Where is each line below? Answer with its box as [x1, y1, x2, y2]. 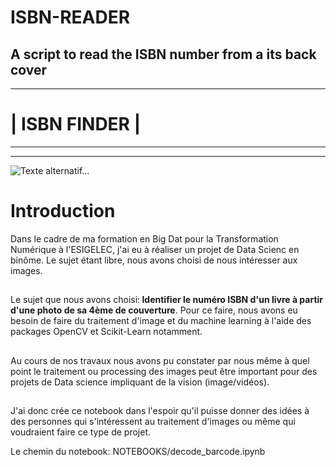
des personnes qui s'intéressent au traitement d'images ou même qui [10, 416, 296, 428]
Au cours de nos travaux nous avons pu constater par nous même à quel [10, 354, 310, 366]
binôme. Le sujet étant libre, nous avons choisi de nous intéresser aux [10, 254, 298, 266]
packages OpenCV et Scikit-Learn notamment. [10, 326, 203, 338]
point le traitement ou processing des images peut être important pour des [10, 365, 318, 377]
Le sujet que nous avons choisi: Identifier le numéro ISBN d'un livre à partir [10, 294, 324, 306]
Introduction [10, 200, 116, 223]
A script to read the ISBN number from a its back [10, 46, 317, 63]
